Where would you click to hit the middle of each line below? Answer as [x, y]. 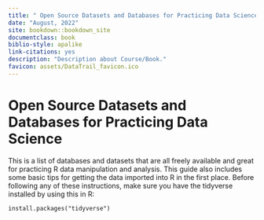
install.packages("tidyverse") [59, 208]
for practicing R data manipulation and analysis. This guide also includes [125, 169]
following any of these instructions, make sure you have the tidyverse [121, 185]
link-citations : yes [42, 52]
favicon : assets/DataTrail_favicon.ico [73, 67]
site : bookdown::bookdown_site [59, 30]
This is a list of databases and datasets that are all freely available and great [131, 160]
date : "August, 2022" [44, 23]
